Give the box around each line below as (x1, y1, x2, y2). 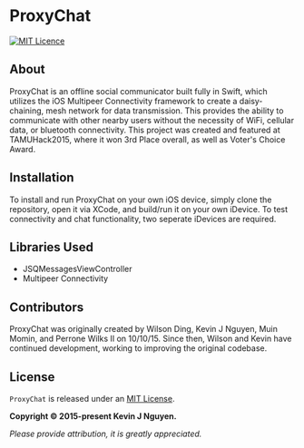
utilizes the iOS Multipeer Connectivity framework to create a (9, 95, 238, 106)
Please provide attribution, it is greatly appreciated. (9, 428, 202, 439)
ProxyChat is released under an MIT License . (9, 394, 175, 404)
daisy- (239, 95, 263, 106)
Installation (9, 170, 74, 186)
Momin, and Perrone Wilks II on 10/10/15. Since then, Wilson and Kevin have (9, 333, 292, 345)
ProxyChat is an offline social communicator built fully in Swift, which (9, 85, 268, 96)
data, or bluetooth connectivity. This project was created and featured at (9, 124, 280, 135)
